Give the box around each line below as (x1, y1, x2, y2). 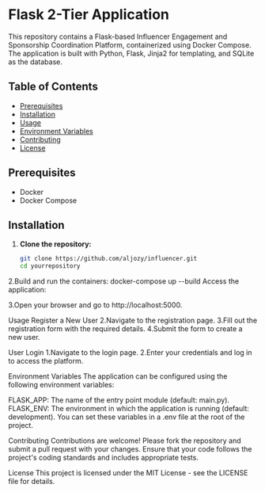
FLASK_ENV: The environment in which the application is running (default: (8, 404, 249, 414)
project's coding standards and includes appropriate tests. (8, 453, 199, 463)
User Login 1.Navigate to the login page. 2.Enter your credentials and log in (8, 348, 252, 357)
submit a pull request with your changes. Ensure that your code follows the (8, 444, 252, 454)
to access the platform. (8, 357, 84, 366)
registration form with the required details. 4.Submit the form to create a (8, 324, 243, 334)
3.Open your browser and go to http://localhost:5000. (8, 300, 183, 310)
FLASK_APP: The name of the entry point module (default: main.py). (8, 395, 230, 405)
